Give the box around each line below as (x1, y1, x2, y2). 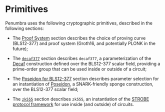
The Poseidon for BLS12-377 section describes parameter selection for (12, 75, 159, 81)
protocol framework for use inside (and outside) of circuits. (12, 101, 134, 107)
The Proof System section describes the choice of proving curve (12, 35, 146, 41)
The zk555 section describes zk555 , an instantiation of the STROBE (12, 96, 149, 102)
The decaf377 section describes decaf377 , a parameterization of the (12, 55, 151, 61)
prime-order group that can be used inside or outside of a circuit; (12, 66, 147, 72)
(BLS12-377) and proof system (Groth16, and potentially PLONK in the (12, 40, 156, 46)
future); (12, 45, 28, 51)
